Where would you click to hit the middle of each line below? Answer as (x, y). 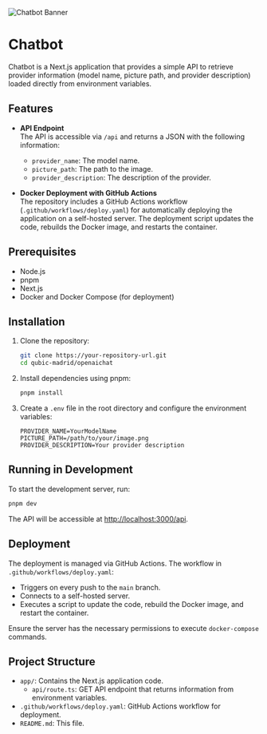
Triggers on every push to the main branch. (90, 587)
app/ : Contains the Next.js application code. (91, 681)
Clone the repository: (55, 341)
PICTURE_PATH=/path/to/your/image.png (84, 438)
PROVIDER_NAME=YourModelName (68, 431)
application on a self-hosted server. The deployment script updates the (136, 218)
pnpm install (41, 393)
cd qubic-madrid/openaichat (66, 363)
